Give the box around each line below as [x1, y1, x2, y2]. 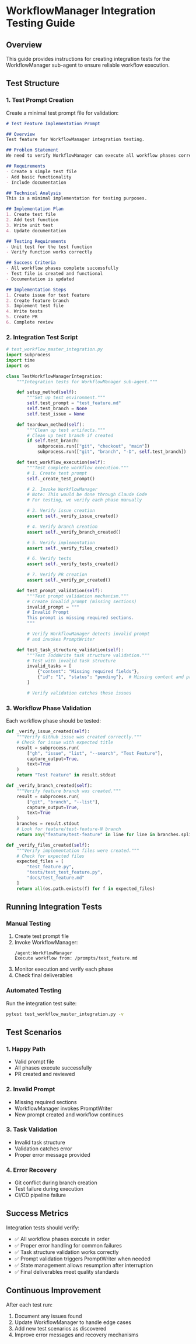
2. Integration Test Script [6, 333, 78, 341]
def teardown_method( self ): [16, 421, 85, 428]
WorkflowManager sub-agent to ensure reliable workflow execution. [6, 61, 170, 68]
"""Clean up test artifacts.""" [27, 427, 106, 433]
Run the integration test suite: [6, 999, 77, 1007]
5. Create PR [6, 314, 38, 320]
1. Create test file [6, 212, 57, 218]
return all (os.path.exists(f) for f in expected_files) [16, 885, 156, 892]
